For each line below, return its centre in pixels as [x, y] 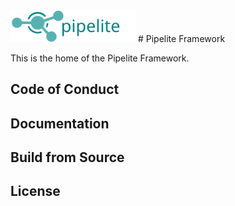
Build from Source [67, 157]
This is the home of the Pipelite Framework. [100, 58]
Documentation [60, 123]
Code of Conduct [65, 89]
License [35, 191]
